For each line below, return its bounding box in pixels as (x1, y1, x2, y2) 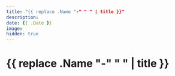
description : (6, 14, 39, 20)
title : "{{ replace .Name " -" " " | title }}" (6, 8, 125, 15)
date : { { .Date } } (6, 20, 52, 26)
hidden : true (6, 31, 39, 37)
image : (6, 25, 23, 32)
